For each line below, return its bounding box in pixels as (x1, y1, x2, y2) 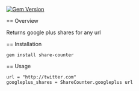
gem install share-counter (6, 52, 74, 58)
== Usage (6, 63, 31, 69)
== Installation (6, 41, 42, 47)
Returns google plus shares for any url (6, 29, 101, 36)
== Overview (6, 17, 39, 24)
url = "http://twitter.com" (6, 74, 77, 80)
